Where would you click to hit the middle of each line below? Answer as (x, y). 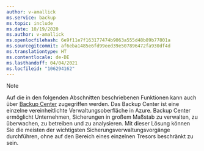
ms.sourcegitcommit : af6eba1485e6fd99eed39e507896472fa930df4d (89, 46)
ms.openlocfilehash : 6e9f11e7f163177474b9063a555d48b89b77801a (89, 40)
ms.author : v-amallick (35, 35)
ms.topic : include (30, 23)
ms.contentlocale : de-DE (38, 57)
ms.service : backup (31, 18)
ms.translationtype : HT (37, 52)
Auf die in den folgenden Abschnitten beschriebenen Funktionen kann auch (101, 97)
